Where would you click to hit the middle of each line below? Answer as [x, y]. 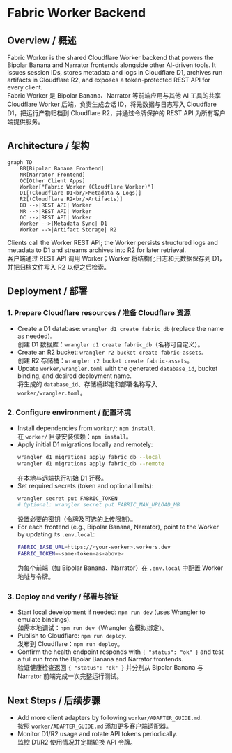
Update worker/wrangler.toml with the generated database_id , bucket [117, 368]
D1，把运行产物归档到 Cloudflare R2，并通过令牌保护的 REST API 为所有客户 [117, 113]
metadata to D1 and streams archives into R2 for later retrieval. [97, 250]
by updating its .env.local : [56, 534]
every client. [25, 87]
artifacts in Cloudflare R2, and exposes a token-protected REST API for [109, 80]
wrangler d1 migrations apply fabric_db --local [89, 457]
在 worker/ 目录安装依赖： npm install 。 [75, 436]
